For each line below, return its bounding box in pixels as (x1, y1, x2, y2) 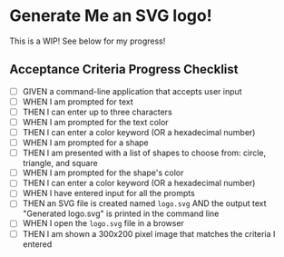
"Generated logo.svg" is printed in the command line (22, 208, 220, 219)
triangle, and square (22, 158, 98, 169)
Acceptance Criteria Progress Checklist (9, 62, 239, 77)
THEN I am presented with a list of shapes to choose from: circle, (22, 147, 267, 159)
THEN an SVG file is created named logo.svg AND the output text (22, 198, 267, 209)
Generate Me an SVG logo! (9, 5, 212, 26)
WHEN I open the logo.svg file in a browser (22, 218, 184, 229)
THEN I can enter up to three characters (22, 106, 172, 117)
